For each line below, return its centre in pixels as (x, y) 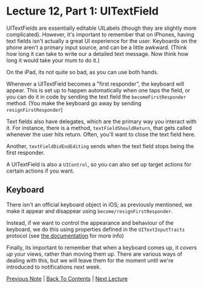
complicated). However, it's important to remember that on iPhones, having (100, 34)
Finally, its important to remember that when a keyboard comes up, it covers (102, 247)
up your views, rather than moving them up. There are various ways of (95, 254)
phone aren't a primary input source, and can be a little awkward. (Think (97, 47)
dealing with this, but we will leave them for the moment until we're (90, 260)
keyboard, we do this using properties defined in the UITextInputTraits (96, 229)
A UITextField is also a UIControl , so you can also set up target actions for (99, 164)
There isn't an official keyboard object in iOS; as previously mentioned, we (99, 204)
